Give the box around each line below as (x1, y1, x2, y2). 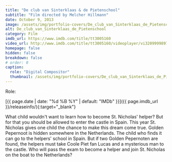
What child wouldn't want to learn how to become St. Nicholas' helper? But (5, 113, 163, 119)
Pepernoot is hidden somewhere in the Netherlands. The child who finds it (5, 130, 162, 136)
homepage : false (5, 46, 40, 51)
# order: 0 (5, 60, 29, 65)
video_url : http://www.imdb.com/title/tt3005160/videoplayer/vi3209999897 (5, 41, 168, 46)
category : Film (5, 31, 38, 36)
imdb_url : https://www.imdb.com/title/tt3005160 (5, 36, 111, 42)
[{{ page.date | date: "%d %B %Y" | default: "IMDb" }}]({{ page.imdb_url (5, 98, 158, 104)
